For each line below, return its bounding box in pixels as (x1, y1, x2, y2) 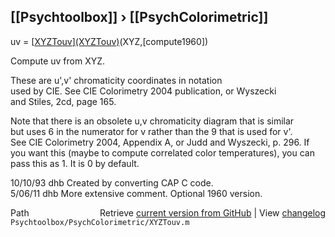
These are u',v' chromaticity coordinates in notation (10, 74, 223, 86)
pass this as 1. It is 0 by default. (10, 157, 140, 169)
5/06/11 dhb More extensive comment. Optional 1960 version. (10, 187, 263, 199)
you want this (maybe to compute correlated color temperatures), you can (10, 146, 315, 159)
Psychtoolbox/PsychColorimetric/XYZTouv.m (10, 217, 190, 227)
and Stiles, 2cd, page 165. (10, 95, 117, 107)
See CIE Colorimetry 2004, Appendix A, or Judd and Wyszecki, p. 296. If (10, 136, 310, 148)
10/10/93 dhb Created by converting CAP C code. (10, 176, 214, 189)
